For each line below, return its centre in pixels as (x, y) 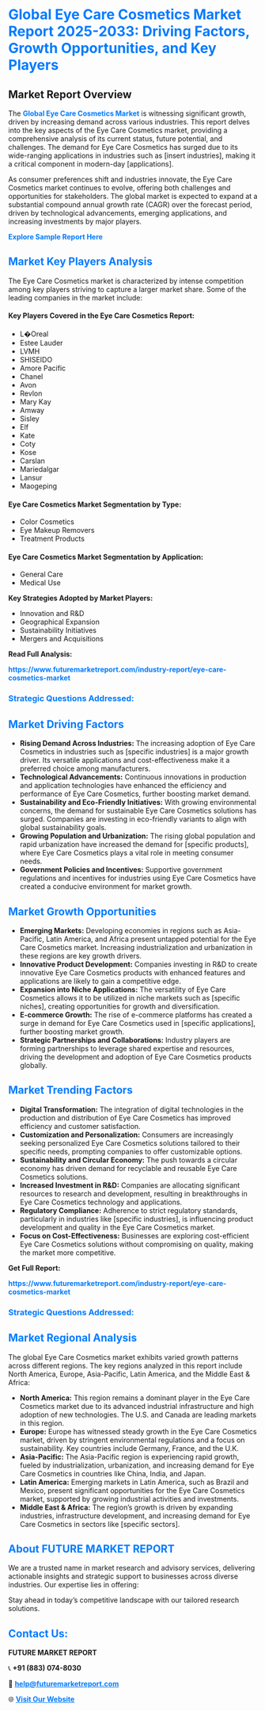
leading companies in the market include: (76, 297)
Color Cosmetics (47, 522)
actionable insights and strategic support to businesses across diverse (123, 1576)
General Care (41, 574)
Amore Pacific (43, 368)
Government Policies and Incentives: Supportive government (121, 870)
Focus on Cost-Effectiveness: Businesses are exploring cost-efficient (134, 1235)
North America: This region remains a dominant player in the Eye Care (135, 1398)
